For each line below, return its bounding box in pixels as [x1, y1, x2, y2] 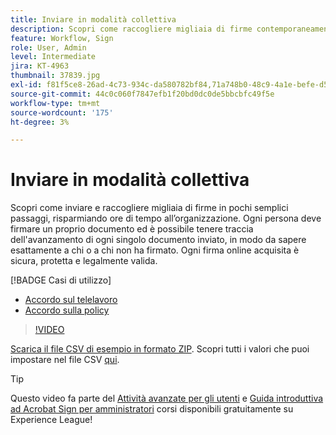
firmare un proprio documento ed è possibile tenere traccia [10, 223, 254, 235]
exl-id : [10, 80, 43, 90]
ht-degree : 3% [10, 117, 70, 127]
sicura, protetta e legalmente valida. [10, 255, 158, 267]
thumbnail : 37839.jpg [10, 71, 101, 81]
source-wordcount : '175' [10, 107, 114, 118]
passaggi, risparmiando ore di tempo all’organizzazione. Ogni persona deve [10, 212, 322, 225]
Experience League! [10, 414, 93, 426]
